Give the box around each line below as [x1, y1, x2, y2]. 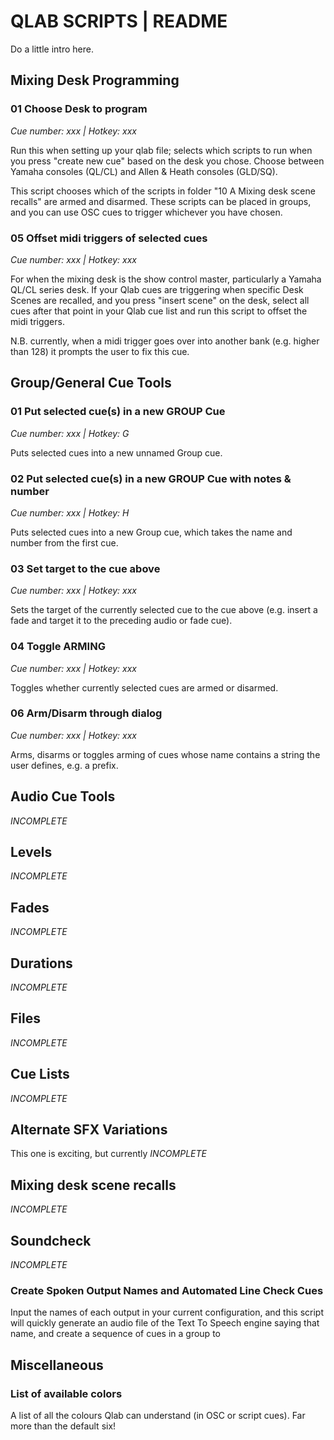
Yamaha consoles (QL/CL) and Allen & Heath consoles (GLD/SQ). [10, 165, 278, 177]
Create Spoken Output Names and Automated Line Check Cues [10, 1284, 324, 1298]
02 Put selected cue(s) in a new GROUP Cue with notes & [10, 471, 292, 485]
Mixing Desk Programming [10, 72, 180, 89]
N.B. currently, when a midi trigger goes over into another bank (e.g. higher [10, 335, 320, 347]
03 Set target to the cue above [10, 561, 161, 575]
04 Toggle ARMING [10, 640, 106, 654]
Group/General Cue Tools [10, 375, 172, 392]
